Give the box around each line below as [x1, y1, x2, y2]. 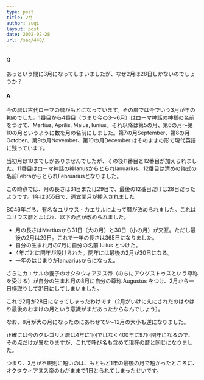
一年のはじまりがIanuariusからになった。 [15, 257, 119, 264]
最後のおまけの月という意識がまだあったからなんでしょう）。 [11, 305, 164, 313]
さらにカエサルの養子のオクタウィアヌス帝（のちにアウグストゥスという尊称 [6, 270, 199, 277]
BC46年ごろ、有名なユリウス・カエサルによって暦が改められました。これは [6, 206, 196, 213]
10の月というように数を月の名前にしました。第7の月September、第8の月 [6, 129, 190, 137]
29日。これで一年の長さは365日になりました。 [40, 234, 158, 241]
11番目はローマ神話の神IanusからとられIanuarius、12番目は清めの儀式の [16, 165, 197, 172]
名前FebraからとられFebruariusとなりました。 [6, 173, 122, 180]
